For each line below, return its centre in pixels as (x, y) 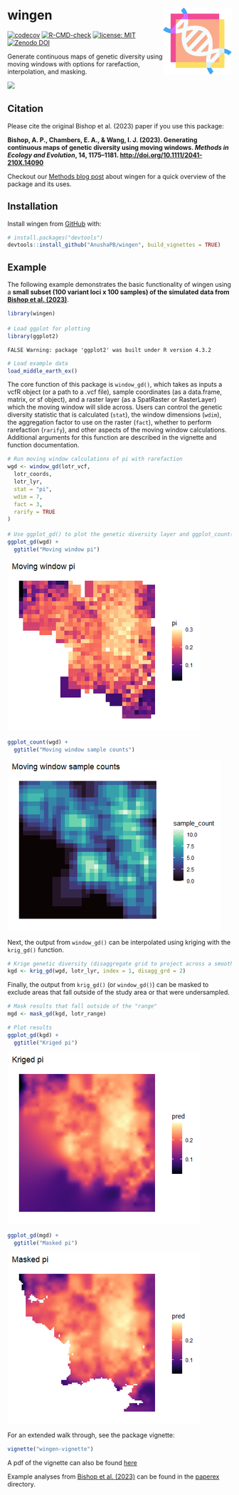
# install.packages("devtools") (55, 238)
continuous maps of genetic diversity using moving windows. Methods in (118, 147)
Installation (33, 207)
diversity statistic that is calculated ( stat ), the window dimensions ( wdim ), (115, 415)
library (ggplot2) (33, 336)
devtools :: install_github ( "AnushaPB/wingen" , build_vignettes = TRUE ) (114, 245)
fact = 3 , (28, 504)
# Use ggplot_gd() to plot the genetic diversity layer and (99, 534)
